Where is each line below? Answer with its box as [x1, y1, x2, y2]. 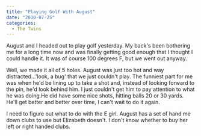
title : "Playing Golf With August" [6, 8, 96, 15]
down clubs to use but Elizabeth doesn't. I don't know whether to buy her [6, 117, 188, 124]
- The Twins [11, 25, 42, 32]
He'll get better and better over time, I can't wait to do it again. [6, 99, 161, 106]
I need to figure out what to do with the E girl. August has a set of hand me [6, 110, 191, 117]
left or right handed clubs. [6, 123, 70, 130]
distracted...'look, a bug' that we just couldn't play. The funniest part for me [6, 73, 193, 80]
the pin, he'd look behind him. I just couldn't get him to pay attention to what [6, 85, 195, 93]
